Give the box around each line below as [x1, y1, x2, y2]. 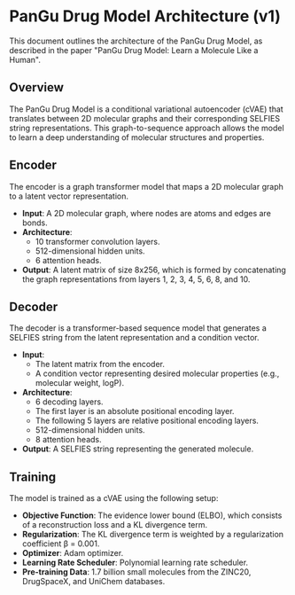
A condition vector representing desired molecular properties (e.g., [35, 368, 280, 379]
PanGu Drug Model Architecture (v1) [9, 6, 282, 27]
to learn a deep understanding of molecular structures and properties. [9, 131, 265, 143]
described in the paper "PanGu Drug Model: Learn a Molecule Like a [9, 44, 259, 55]
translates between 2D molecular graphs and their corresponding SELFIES [9, 113, 281, 123]
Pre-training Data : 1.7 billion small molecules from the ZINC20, [21, 567, 252, 577]
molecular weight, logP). [35, 378, 125, 388]
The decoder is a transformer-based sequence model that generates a [9, 323, 268, 333]
